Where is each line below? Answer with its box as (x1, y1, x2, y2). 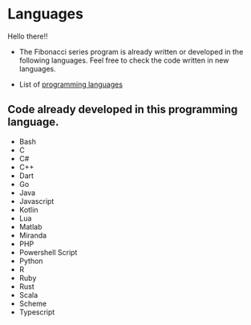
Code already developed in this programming (7, 103, 238, 116)
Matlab (18, 221, 43, 231)
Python (18, 256, 43, 266)
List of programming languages (18, 79, 123, 89)
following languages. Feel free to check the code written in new (18, 55, 229, 65)
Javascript (18, 196, 55, 205)
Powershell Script (18, 247, 78, 257)
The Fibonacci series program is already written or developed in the (18, 47, 244, 56)
